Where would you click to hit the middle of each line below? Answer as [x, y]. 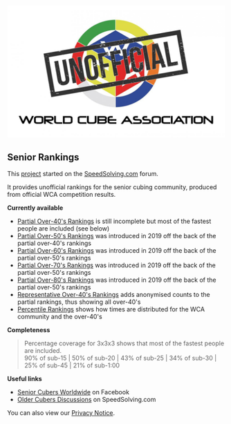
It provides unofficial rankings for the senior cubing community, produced [112, 187]
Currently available [35, 208]
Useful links [25, 378]
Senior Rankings [43, 157]
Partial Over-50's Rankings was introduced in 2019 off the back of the [117, 235]
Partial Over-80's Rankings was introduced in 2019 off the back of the [117, 280]
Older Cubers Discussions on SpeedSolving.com [86, 399]
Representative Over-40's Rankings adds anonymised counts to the [113, 294]
